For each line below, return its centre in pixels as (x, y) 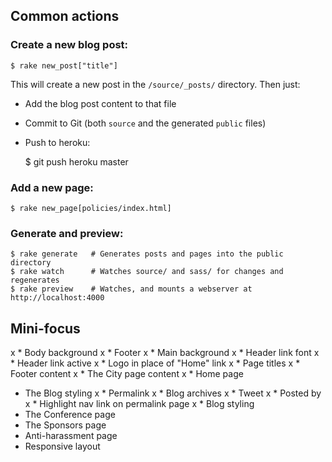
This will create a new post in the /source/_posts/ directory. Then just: (155, 84)
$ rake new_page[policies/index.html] (91, 208)
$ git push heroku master (76, 161)
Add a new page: (52, 187)
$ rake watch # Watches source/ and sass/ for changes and (147, 272)
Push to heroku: (57, 142)
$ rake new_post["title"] (64, 65)
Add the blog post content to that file (100, 103)
